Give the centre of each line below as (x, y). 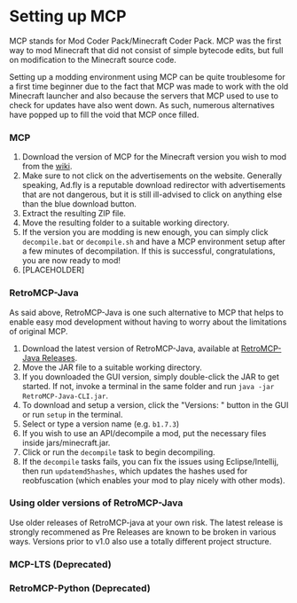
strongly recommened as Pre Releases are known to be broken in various (143, 532)
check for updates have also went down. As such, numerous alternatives (142, 105)
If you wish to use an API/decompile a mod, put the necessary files (144, 433)
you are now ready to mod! (71, 261)
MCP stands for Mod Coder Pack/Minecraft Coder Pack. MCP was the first (145, 41)
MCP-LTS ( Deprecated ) (61, 564)
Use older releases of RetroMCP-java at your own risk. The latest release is (146, 522)
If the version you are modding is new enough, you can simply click (145, 232)
